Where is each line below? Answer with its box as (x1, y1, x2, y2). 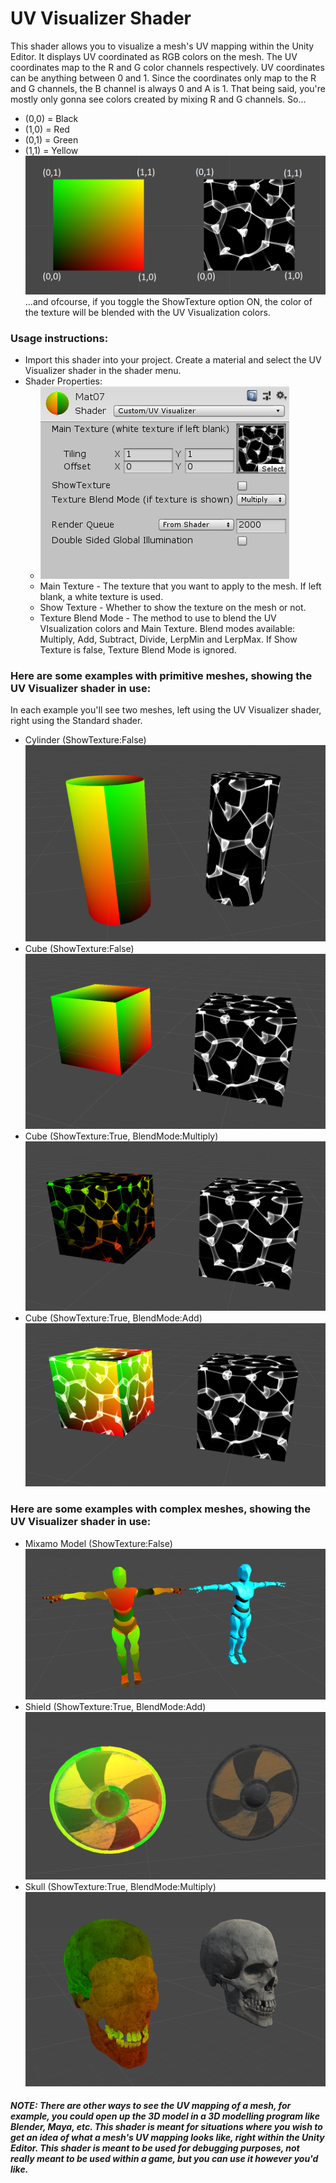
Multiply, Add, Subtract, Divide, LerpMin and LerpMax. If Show (39, 633, 298, 646)
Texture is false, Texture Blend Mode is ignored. (39, 644, 237, 656)
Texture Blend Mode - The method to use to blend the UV (39, 612, 277, 624)
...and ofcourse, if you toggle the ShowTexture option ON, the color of (24, 295, 313, 307)
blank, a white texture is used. (39, 591, 164, 603)
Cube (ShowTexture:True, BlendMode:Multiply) (24, 1130, 219, 1142)
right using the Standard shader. (10, 715, 143, 727)
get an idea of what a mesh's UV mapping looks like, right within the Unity (10, 2132, 325, 2144)
